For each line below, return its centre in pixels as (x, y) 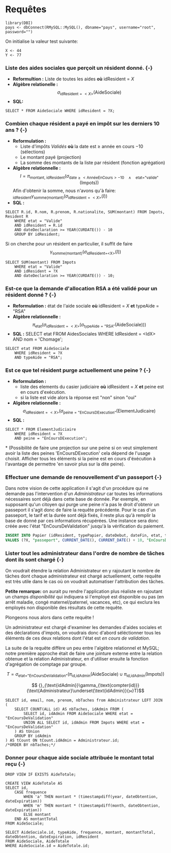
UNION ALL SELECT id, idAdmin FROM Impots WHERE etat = (84, 723)
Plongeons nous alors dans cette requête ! (50, 618)
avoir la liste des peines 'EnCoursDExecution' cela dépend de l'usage (78, 453)
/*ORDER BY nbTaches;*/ (31, 745)
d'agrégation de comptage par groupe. (46, 664)
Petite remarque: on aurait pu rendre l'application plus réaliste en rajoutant (84, 591)
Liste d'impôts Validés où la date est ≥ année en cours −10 (82, 147)
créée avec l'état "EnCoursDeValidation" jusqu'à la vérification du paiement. (85, 526)
